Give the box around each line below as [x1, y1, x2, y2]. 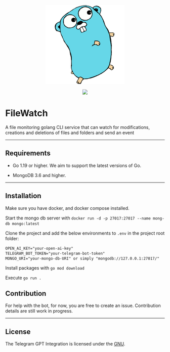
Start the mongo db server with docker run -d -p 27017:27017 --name [5, 215, 151, 221]
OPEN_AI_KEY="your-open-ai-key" [5, 246, 73, 251]
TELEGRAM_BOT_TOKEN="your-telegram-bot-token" [5, 251, 105, 256]
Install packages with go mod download [5, 265, 84, 271]
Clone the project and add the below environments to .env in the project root [5, 230, 165, 236]
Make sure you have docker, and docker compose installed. [5, 205, 130, 211]
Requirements [5, 149, 51, 158]
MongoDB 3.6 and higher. [12, 172, 66, 178]
